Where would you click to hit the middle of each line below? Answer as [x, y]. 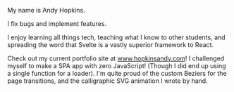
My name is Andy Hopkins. [47, 10]
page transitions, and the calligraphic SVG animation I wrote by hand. [107, 81]
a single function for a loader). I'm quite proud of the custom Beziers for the [117, 73]
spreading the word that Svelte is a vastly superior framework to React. [110, 45]
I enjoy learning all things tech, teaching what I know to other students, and [116, 37]
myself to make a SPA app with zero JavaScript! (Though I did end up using [117, 66]
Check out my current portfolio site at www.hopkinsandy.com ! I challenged [116, 58]
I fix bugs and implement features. [57, 24]
